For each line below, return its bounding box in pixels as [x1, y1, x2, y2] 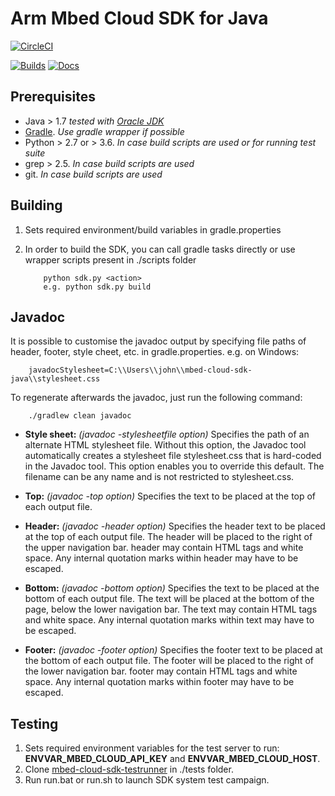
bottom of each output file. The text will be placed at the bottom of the [24, 593, 315, 605]
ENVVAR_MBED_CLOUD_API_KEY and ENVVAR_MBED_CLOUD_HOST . [24, 753, 321, 765]
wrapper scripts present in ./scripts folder [24, 253, 197, 266]
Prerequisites [10, 88, 96, 106]
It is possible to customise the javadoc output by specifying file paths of [10, 335, 307, 347]
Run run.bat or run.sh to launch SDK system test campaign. [24, 774, 270, 786]
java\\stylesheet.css [10, 374, 101, 384]
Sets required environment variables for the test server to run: [24, 742, 280, 754]
